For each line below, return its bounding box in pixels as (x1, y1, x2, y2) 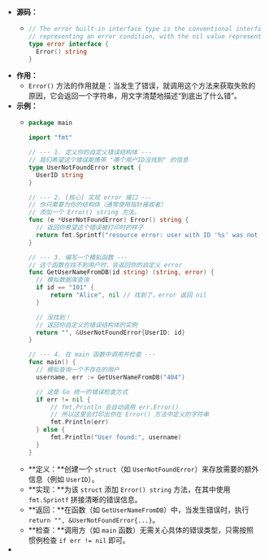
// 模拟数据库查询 (35, 276, 89, 284)
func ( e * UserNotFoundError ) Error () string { (28, 216, 189, 224)
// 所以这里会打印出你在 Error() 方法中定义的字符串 (50, 410, 210, 419)
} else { (35, 426, 66, 434)
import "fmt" (28, 133, 73, 142)
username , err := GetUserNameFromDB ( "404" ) (35, 373, 185, 381)
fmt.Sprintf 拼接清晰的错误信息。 (28, 494, 142, 504)
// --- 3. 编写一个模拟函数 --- (28, 253, 128, 262)
